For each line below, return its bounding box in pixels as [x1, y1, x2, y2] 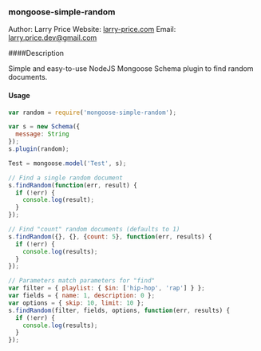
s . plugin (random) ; [8, 145, 69, 153]
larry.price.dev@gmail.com [8, 33, 97, 42]
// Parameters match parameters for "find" [8, 277, 156, 285]
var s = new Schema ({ [8, 123, 81, 131]
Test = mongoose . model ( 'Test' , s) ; [8, 159, 127, 168]
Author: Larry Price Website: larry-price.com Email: [8, 25, 176, 34]
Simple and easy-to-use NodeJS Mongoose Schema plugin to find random [8, 64, 254, 73]
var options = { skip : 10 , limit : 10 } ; [8, 298, 145, 307]
